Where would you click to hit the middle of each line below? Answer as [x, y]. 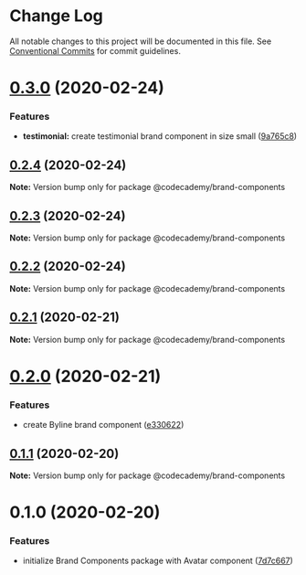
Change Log [56, 16]
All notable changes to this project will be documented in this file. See [141, 41]
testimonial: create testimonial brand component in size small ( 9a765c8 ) [160, 136]
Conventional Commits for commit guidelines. [95, 50]
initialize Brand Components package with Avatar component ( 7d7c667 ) [158, 561]
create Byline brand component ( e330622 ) [103, 425]
